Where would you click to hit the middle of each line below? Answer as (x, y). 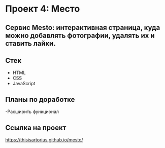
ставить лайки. (30, 43)
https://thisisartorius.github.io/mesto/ (44, 140)
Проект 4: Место (43, 9)
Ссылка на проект (36, 127)
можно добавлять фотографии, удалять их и (80, 35)
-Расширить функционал (32, 112)
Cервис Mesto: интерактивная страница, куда (83, 28)
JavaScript (24, 84)
